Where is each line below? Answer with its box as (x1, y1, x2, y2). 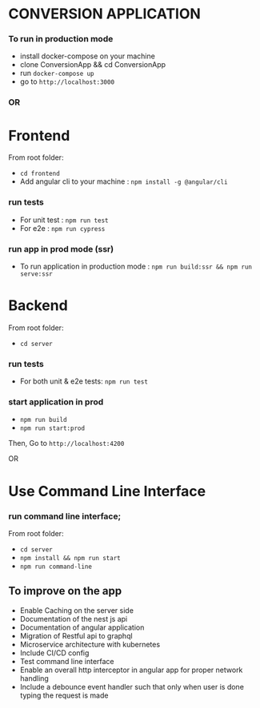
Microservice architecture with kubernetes (19, 639, 161, 649)
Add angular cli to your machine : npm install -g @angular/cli (19, 177, 228, 186)
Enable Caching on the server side (19, 605, 134, 615)
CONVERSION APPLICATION (8, 5, 202, 23)
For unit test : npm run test (19, 215, 109, 225)
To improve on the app (8, 584, 122, 598)
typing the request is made (19, 690, 109, 700)
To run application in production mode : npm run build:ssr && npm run (19, 261, 252, 271)
